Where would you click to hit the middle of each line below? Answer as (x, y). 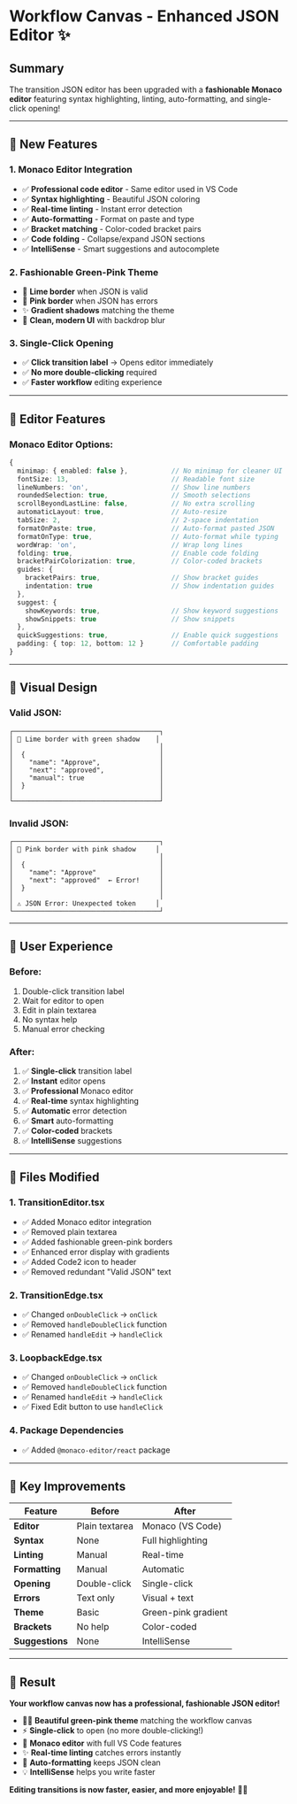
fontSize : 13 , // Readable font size (136, 479)
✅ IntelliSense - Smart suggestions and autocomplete (121, 249)
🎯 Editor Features (57, 419)
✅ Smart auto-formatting (68, 1121)
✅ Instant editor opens (64, 1081)
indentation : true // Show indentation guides (150, 586)
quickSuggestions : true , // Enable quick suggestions (148, 636)
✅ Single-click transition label (77, 1071)
